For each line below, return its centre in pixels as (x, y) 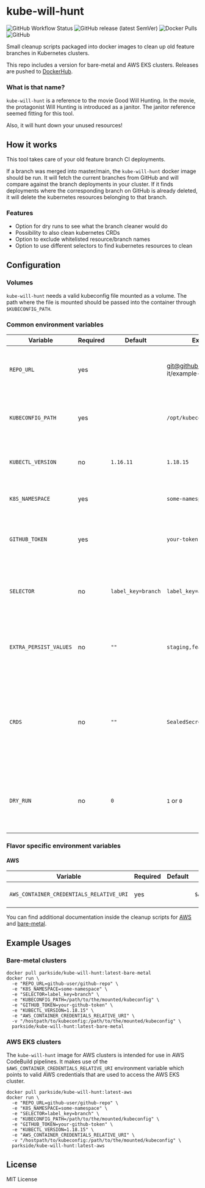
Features (20, 213)
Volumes (20, 282)
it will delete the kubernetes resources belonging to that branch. (87, 197)
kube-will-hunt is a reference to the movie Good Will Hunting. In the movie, (101, 101)
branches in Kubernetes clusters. (48, 53)
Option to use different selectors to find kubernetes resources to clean (104, 246)
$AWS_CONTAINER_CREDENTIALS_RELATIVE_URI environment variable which (95, 1068)
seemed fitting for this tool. (40, 114)
